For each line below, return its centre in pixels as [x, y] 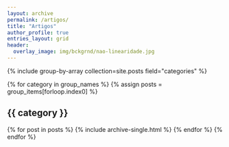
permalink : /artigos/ [38, 20]
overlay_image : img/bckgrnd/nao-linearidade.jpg [84, 52]
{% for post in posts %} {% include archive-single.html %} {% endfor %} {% [115, 129]
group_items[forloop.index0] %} [52, 91]
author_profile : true [38, 32]
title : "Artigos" [32, 26]
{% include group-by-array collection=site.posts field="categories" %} [107, 71]
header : [18, 45]
